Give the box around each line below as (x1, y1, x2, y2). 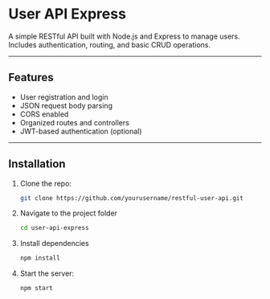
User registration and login (19, 92, 108, 101)
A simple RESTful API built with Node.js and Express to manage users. (8, 31, 241, 41)
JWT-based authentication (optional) (19, 126, 142, 136)
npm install (19, 254, 60, 262)
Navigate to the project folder (19, 208, 118, 218)
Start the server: (19, 268, 75, 278)
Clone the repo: (19, 178, 72, 188)
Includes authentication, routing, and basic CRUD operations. (8, 39, 211, 49)
